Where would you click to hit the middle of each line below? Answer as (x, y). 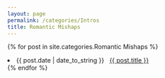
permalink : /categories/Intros (53, 20)
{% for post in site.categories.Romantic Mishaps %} (83, 47)
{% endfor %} (28, 68)
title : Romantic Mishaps (44, 27)
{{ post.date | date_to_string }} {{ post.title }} (83, 60)
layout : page (27, 14)
